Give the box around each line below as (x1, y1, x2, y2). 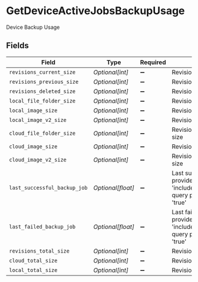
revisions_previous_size (9, 78, 79, 85)
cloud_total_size (9, 257, 58, 264)
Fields (6, 41, 29, 51)
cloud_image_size (9, 143, 58, 150)
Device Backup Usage (6, 24, 60, 31)
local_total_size (9, 267, 58, 273)
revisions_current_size (9, 69, 76, 75)
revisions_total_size (9, 247, 70, 254)
